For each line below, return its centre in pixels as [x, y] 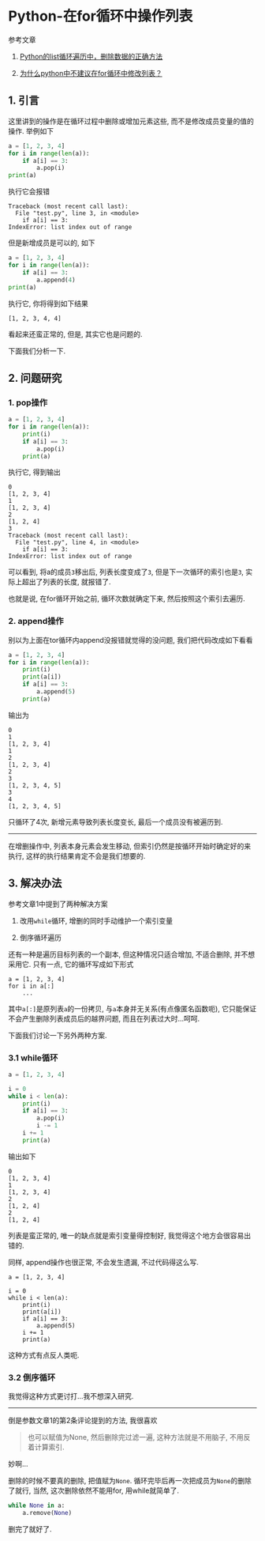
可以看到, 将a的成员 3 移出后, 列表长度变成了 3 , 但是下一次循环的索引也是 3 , [126, 572]
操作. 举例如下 [31, 130]
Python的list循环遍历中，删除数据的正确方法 [91, 56]
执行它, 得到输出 [34, 472]
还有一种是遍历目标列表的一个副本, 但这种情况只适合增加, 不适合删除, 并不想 [131, 954]
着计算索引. [46, 1447]
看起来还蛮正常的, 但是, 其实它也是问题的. [75, 334]
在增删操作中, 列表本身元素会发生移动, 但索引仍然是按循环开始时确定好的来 [129, 846]
